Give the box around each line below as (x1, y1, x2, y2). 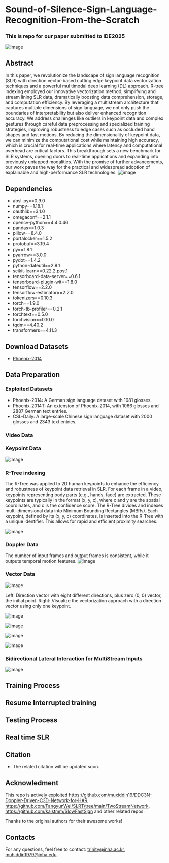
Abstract (5, 58, 34, 67)
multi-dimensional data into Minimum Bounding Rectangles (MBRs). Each (5, 508, 158, 514)
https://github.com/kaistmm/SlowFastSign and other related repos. (5, 808, 145, 814)
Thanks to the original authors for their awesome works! (5, 818, 123, 824)
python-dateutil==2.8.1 (12, 263, 60, 269)
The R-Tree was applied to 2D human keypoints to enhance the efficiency (5, 481, 159, 487)
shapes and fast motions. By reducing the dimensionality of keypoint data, (5, 132, 160, 138)
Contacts (5, 833, 36, 842)
